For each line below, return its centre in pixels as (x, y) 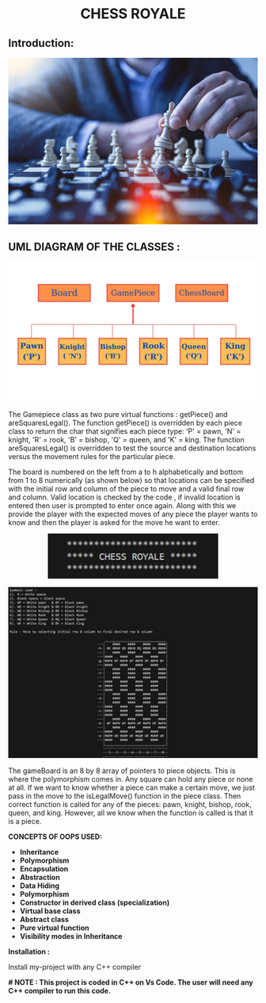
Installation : (29, 951)
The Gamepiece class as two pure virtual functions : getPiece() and (118, 415)
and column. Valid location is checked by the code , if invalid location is (125, 497)
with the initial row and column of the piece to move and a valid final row (126, 489)
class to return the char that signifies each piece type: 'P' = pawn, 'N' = (125, 431)
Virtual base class (50, 911)
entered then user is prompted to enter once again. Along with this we (122, 506)
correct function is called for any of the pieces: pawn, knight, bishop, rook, (130, 804)
